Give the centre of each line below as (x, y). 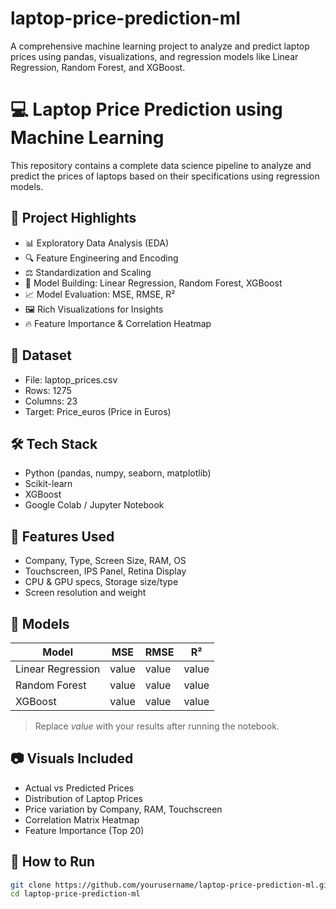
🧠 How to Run (53, 862)
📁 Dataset (41, 355)
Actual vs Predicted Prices (79, 788)
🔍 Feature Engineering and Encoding (101, 258)
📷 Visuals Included (72, 758)
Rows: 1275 (48, 390)
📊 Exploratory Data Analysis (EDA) (97, 243)
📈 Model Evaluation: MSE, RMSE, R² (100, 294)
